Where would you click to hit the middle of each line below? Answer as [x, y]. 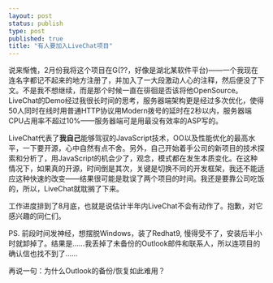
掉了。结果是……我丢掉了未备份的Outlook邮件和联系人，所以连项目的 [145, 243]
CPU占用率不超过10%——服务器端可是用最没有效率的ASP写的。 [116, 121]
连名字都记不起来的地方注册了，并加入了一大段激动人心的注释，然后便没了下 [136, 80]
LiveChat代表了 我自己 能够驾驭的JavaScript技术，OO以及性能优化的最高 [128, 138]
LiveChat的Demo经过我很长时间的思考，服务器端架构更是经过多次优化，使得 [136, 101]
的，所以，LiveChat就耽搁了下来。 [66, 189]
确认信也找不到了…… [43, 254]
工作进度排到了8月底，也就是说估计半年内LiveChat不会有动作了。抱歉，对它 [136, 206]
